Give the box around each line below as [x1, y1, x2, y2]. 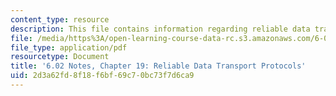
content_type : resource [10, 14, 110, 25]
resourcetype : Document [10, 52, 110, 62]
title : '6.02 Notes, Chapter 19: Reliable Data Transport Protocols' [10, 61, 307, 71]
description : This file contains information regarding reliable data [10, 24, 311, 34]
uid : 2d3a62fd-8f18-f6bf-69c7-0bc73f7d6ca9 [10, 71, 195, 81]
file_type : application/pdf [10, 42, 128, 53]
